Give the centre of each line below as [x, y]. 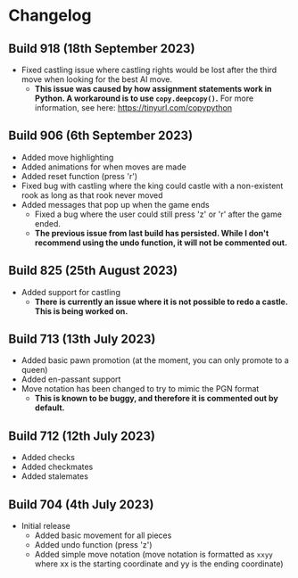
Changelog [50, 16]
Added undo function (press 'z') [93, 545]
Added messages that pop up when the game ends [116, 204]
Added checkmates [57, 467]
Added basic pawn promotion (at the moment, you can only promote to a [155, 360]
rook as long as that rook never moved [92, 195]
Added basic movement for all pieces [103, 535]
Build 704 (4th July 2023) [81, 504]
